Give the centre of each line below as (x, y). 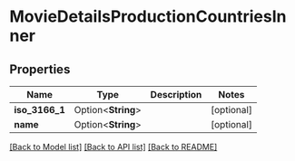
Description (176, 95)
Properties (40, 69)
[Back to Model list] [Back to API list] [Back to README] (113, 147)
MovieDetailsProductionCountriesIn (148, 17)
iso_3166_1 (40, 110)
